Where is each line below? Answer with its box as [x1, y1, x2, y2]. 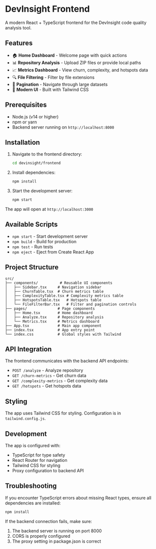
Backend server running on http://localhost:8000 [12, 124, 114, 130]
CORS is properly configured [12, 533, 70, 539]
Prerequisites [5, 101, 47, 109]
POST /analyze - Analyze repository [12, 367, 84, 373]
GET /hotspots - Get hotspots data [12, 383, 82, 389]
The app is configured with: [5, 443, 61, 449]
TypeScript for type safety [12, 452, 66, 458]
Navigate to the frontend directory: [12, 151, 82, 157]
